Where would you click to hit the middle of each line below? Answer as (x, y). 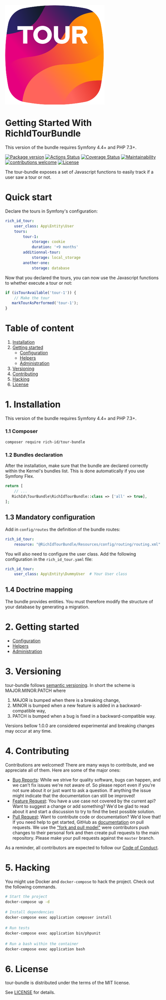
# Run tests (17, 928)
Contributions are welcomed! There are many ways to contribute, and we (80, 765)
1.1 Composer (22, 431)
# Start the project (27, 896)
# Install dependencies (30, 912)
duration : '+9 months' (55, 247)
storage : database (51, 268)
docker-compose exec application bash (45, 949)
